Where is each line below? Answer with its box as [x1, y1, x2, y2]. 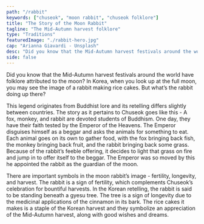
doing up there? [6, 90, 46, 97]
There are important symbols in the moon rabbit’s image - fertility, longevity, [6, 172, 196, 180]
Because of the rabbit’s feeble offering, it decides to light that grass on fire [6, 147, 192, 155]
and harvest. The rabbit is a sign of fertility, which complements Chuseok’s [6, 178, 193, 186]
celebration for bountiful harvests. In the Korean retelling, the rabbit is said [6, 185, 192, 192]
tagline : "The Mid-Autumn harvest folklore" [6, 26, 121, 32]
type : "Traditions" [6, 32, 56, 38]
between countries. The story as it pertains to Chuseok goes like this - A [6, 108, 188, 116]
